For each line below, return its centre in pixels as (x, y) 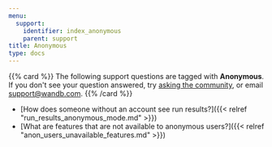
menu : (17, 16)
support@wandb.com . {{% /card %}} (71, 93)
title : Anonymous (38, 46)
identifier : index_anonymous (72, 31)
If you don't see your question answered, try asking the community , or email (136, 85)
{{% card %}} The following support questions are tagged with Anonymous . (136, 76)
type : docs (27, 53)
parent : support (51, 38)
